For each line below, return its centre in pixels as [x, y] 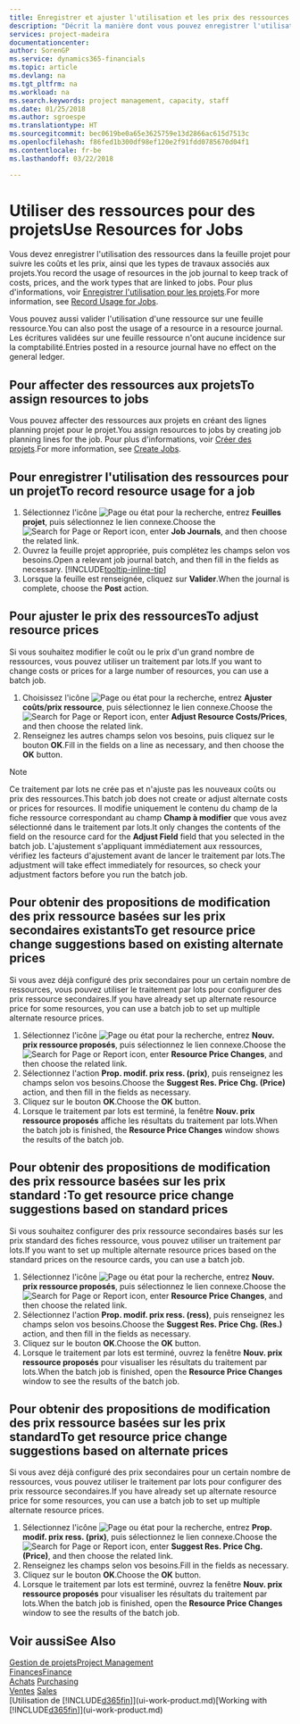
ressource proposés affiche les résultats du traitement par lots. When [150, 1120]
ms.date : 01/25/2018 [48, 109]
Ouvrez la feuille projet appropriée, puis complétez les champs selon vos [156, 551]
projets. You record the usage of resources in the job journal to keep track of [149, 273]
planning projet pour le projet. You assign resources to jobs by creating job [145, 430]
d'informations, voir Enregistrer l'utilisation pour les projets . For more [135, 292]
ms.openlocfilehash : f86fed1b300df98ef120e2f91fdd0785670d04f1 [129, 142]
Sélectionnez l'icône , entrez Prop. [147, 1528]
